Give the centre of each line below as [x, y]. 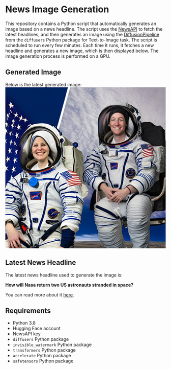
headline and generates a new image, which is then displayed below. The [82, 51]
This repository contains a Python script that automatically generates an [81, 24]
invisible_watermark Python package [52, 345]
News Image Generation [57, 9]
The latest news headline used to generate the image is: [64, 275]
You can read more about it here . [40, 294]
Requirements [28, 310]
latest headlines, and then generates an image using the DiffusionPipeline [82, 34]
